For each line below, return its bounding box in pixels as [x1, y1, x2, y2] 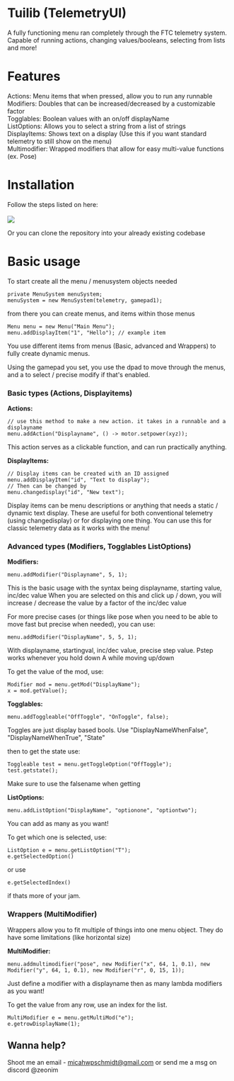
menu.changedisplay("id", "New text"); [7, 489, 125, 496]
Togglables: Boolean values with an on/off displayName [7, 114, 170, 123]
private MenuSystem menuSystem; [7, 291, 103, 298]
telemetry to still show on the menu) [7, 137, 112, 145]
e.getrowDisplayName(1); [7, 1020, 81, 1027]
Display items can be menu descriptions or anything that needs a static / [7, 501, 218, 510]
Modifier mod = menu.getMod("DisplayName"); [7, 681, 141, 688]
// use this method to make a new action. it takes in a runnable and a [7, 418, 226, 425]
